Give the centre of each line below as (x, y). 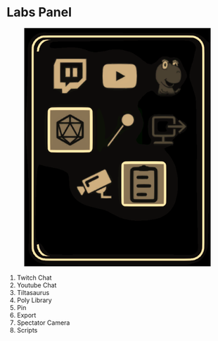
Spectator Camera (43, 323)
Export (26, 315)
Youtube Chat (37, 285)
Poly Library (34, 300)
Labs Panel (39, 12)
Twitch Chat (34, 277)
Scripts (27, 330)
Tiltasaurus (33, 292)
